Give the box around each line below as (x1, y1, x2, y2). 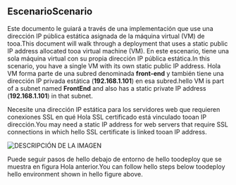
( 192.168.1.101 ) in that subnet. (7, 91, 93, 100)
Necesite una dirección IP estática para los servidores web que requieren (7, 105, 221, 113)
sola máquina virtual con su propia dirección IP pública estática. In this (7, 54, 210, 63)
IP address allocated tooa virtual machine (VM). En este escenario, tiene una (7, 46, 229, 55)
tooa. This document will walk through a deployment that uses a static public (7, 39, 228, 48)
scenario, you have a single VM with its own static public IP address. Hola (7, 61, 221, 70)
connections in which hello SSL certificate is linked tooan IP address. (7, 127, 208, 136)
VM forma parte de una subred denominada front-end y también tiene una (7, 69, 224, 77)
